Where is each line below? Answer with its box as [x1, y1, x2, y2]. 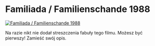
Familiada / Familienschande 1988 [5, 3, 150, 15]
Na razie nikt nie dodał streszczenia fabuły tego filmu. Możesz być [5, 29, 143, 35]
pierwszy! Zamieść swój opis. [5, 35, 66, 41]
